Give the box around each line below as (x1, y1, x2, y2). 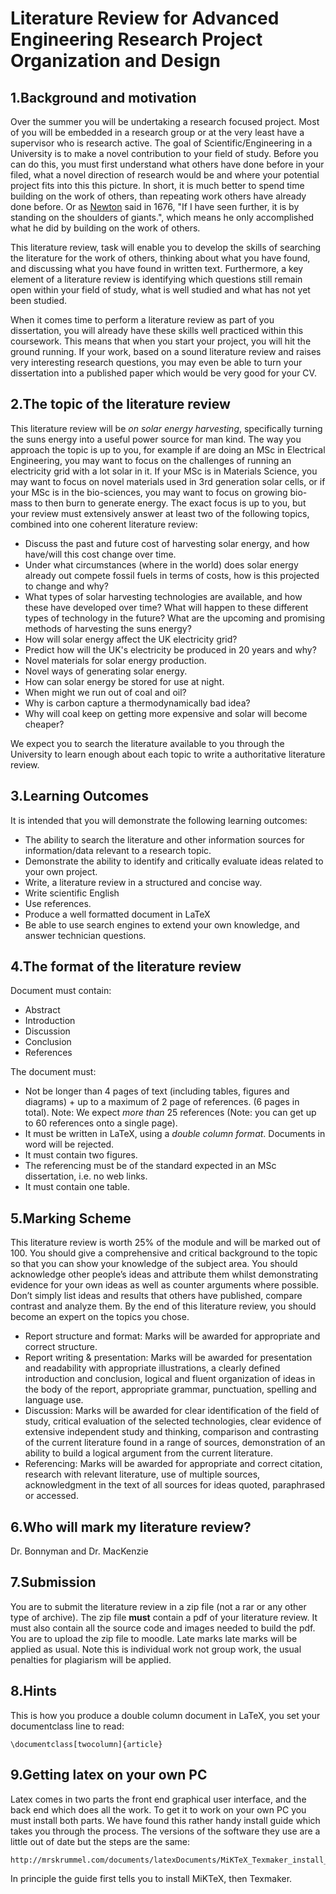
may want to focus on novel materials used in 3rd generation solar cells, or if (10, 475, 326, 487)
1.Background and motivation (10, 89, 197, 106)
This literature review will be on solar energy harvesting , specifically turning (10, 422, 323, 434)
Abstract (24, 1004, 61, 1016)
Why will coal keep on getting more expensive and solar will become (24, 707, 308, 719)
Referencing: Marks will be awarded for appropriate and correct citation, (24, 1458, 323, 1470)
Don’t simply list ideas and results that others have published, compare (10, 1290, 303, 1302)
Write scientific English (24, 887, 120, 899)
